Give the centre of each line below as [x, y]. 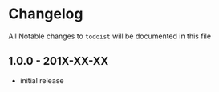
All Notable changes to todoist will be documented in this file [109, 36]
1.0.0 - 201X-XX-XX [59, 61]
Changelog [46, 14]
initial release [42, 80]
